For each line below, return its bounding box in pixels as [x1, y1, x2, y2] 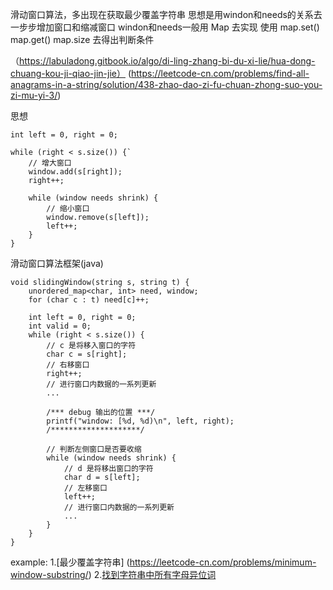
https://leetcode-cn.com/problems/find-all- [131, 68, 310, 79]
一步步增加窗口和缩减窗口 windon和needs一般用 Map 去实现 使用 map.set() [10, 21, 320, 33]
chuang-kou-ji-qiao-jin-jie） [10, 68, 126, 79]
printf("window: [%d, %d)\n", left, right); [46, 416, 235, 426]
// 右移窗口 [46, 360, 90, 370]
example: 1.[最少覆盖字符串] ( [10, 556, 130, 568]
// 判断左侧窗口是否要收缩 [46, 444, 142, 454]
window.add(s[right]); [28, 167, 123, 177]
